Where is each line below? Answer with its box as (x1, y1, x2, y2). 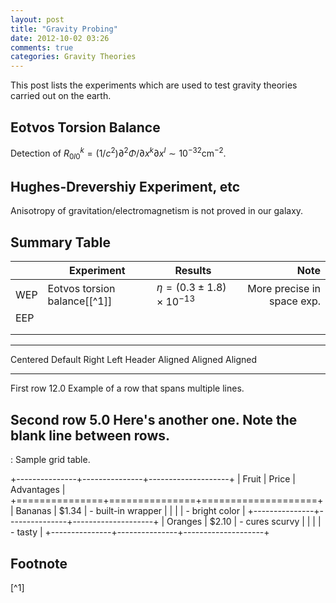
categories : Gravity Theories (10, 52, 137, 62)
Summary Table (10, 234, 111, 251)
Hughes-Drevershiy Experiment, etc (10, 178, 241, 195)
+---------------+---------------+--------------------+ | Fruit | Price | (10, 473, 296, 485)
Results (174, 264, 212, 278)
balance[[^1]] (47, 294, 113, 308)
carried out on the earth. (10, 90, 112, 102)
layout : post (10, 14, 65, 25)
